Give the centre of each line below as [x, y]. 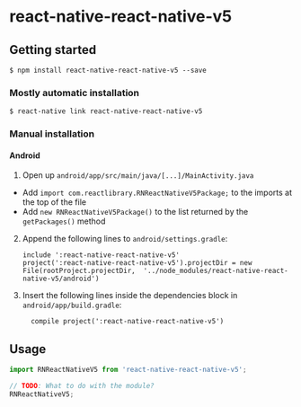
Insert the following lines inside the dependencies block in [130, 296]
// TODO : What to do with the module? [82, 386]
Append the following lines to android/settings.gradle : [125, 239]
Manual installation [52, 134]
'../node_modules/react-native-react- [216, 271]
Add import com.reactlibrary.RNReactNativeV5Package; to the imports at [157, 193]
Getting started [53, 50]
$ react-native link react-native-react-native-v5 [106, 111]
